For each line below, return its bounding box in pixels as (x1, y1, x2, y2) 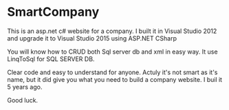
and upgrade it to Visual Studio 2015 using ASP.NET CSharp (7, 34, 177, 42)
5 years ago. (7, 82, 43, 91)
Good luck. (7, 96, 39, 104)
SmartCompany (7, 4, 100, 20)
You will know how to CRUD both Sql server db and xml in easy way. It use (7, 47, 218, 56)
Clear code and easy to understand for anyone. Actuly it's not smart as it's (7, 68, 218, 76)
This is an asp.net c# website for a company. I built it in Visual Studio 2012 (7, 27, 217, 35)
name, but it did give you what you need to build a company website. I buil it (7, 75, 222, 83)
